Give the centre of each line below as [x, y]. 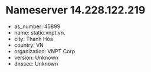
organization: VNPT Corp [45, 51]
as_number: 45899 [37, 26]
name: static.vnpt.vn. [40, 32]
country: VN [29, 45]
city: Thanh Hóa [34, 39]
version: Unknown [36, 57]
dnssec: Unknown [36, 64]
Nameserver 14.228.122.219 [75, 10]
